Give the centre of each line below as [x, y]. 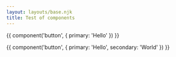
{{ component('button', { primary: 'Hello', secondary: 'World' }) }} [88, 47]
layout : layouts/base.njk [39, 12]
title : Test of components [41, 18]
